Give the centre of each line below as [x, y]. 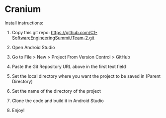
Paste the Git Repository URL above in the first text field [69, 66]
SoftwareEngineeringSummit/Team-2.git [53, 38]
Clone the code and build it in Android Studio [58, 101]
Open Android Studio [33, 47]
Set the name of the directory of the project [56, 91]
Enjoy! [18, 110]
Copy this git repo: [31, 32]
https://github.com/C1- [74, 32]
